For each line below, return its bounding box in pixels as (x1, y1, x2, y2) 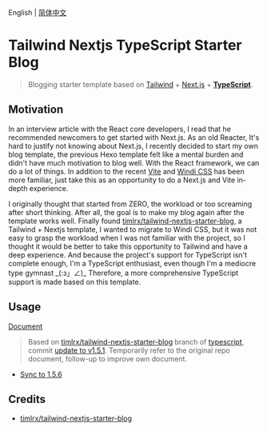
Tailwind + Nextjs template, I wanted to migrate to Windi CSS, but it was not (8, 224, 257, 234)
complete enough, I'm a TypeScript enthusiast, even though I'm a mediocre (8, 258, 257, 268)
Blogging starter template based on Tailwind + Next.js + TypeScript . (27, 79, 253, 89)
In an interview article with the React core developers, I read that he (8, 124, 232, 134)
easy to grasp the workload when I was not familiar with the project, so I (8, 233, 245, 242)
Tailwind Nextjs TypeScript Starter (8, 36, 242, 54)
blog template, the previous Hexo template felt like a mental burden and (8, 150, 244, 159)
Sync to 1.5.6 (19, 369, 62, 379)
